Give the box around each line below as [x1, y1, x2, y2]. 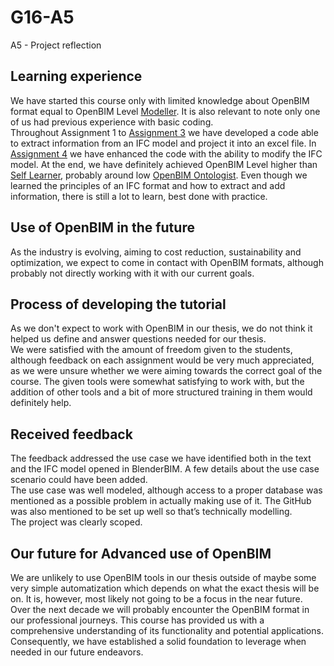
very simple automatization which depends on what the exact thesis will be [10, 582, 320, 594]
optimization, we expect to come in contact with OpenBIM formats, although [10, 256, 324, 268]
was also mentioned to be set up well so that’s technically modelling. [10, 506, 293, 518]
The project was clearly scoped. [10, 516, 143, 528]
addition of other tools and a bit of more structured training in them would [10, 386, 313, 398]
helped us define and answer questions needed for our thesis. [10, 333, 267, 345]
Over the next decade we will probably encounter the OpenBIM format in [10, 604, 310, 615]
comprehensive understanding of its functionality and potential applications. [10, 625, 324, 636]
